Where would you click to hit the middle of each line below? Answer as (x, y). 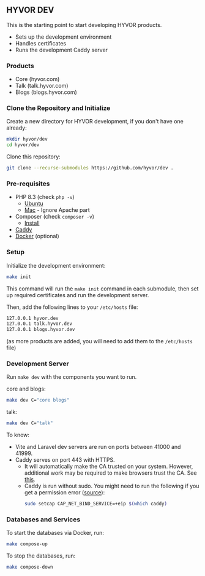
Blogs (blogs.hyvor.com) (46, 92)
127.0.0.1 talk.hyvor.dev (39, 324)
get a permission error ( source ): (65, 492)
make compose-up (27, 544)
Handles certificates (40, 43)
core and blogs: (26, 389)
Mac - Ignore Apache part (57, 210)
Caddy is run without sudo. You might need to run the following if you (112, 486)
